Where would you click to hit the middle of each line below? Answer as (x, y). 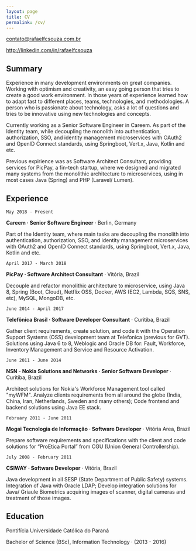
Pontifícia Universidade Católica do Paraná (58, 531)
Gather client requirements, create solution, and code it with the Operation (96, 331)
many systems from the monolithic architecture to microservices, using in (94, 174)
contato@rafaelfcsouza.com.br (44, 39)
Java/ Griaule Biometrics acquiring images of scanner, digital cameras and (96, 492)
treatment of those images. (39, 498)
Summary (24, 69)
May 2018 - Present (30, 212)
